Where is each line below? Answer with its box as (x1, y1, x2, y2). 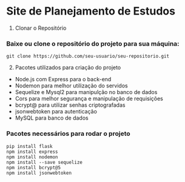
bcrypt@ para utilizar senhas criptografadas (15, 101, 126, 109)
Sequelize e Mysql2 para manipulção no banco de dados (15, 89, 158, 96)
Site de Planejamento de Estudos (6, 4, 176, 18)
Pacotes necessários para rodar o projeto (6, 129, 130, 138)
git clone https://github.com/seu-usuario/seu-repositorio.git (6, 53, 170, 59)
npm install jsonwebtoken (6, 170, 72, 176)
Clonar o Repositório (15, 24, 67, 32)
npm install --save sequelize (6, 159, 83, 165)
